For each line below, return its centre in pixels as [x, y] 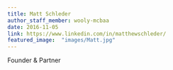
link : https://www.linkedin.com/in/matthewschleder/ [87, 34]
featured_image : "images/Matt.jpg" [61, 40]
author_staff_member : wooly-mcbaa [58, 21]
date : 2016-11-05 [33, 27]
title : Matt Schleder [39, 14]
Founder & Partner [34, 60]
